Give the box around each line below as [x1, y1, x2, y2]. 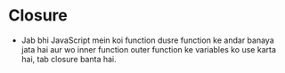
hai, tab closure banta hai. [20, 53, 117, 64]
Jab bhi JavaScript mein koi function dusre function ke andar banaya [20, 35, 275, 45]
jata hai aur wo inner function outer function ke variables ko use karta [20, 44, 277, 54]
